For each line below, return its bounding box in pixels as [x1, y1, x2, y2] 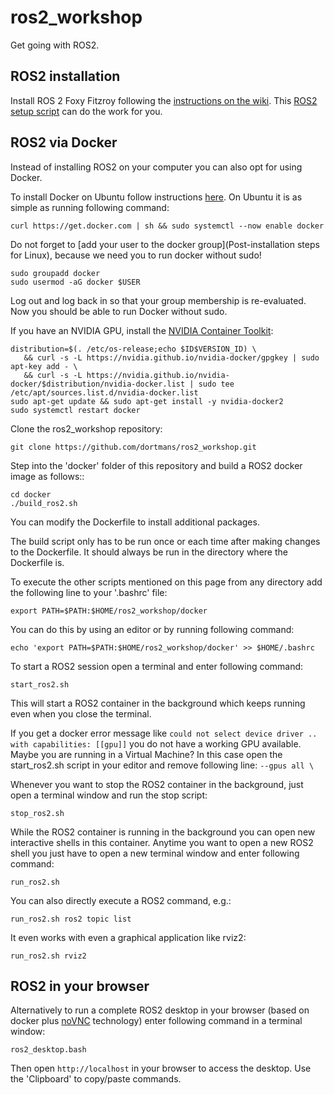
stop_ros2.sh [10, 808, 65, 818]
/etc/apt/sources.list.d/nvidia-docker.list [10, 387, 199, 398]
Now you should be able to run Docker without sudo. [10, 305, 228, 317]
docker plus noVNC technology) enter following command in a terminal [10, 1015, 303, 1027]
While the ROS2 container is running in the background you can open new [10, 826, 316, 838]
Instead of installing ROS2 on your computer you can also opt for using [10, 161, 303, 173]
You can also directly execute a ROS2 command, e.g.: [10, 894, 232, 906]
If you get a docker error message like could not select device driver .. [10, 727, 318, 739]
